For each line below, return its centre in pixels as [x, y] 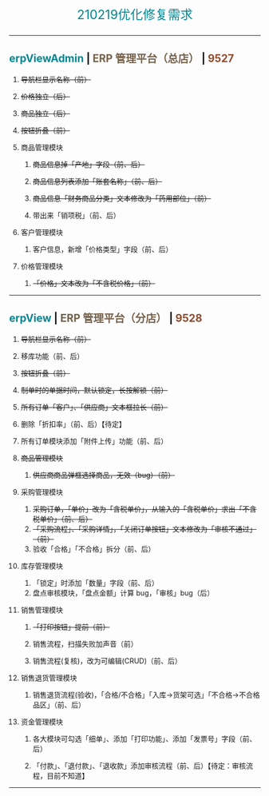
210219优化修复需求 [135, 15]
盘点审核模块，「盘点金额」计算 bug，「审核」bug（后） [123, 593]
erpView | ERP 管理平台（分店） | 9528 [106, 318]
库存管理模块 [42, 566]
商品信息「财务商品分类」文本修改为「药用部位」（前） [122, 198]
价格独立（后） [45, 96]
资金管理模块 [42, 722]
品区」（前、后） [59, 704]
